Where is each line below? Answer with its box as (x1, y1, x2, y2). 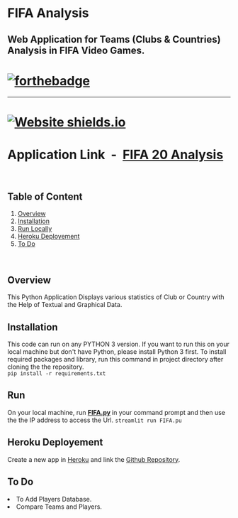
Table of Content (7, 190, 83, 203)
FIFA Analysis (7, 5, 89, 21)
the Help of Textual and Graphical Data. (7, 301, 123, 309)
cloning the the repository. (7, 362, 84, 371)
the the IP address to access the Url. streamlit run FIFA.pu (7, 416, 182, 424)
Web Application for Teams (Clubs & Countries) (7, 33, 221, 45)
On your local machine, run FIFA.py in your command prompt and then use (7, 408, 225, 416)
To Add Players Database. (16, 495, 92, 503)
